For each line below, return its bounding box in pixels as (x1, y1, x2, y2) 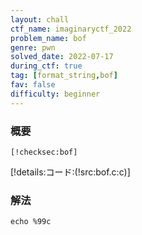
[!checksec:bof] (10, 147, 78, 157)
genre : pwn (10, 42, 56, 53)
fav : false (10, 80, 56, 90)
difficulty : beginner (10, 89, 101, 99)
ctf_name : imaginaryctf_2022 (10, 24, 132, 34)
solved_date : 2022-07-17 (10, 52, 114, 62)
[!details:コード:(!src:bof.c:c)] (10, 166, 131, 178)
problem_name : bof (10, 33, 87, 43)
